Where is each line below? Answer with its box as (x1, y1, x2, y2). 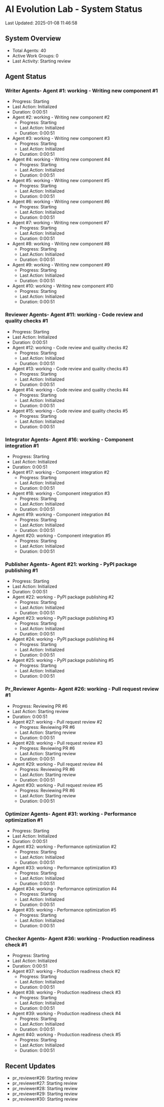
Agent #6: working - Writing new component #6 (12, 198, 110, 204)
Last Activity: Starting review (12, 58, 71, 64)
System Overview (5, 34, 61, 43)
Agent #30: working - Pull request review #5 (12, 782, 103, 788)
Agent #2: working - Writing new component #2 (12, 114, 110, 120)
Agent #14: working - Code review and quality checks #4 (12, 387, 128, 392)
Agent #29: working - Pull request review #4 (12, 761, 103, 767)
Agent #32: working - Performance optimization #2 (12, 844, 117, 849)
